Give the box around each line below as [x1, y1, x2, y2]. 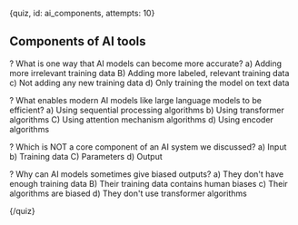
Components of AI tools [9, 34, 147, 49]
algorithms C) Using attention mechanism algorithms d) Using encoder [9, 113, 274, 125]
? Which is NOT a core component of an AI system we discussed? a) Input [9, 141, 287, 152]
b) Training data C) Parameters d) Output [9, 151, 164, 161]
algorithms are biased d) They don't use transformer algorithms [9, 188, 247, 199]
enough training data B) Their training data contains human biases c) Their [9, 178, 288, 189]
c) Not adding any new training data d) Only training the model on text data [9, 77, 290, 88]
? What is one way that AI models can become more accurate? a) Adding [9, 58, 283, 69]
